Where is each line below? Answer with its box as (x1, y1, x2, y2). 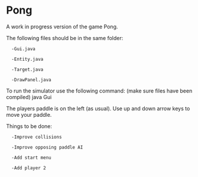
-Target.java (11, 66, 44, 73)
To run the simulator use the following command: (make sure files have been (6, 87, 193, 94)
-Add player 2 (11, 165, 46, 171)
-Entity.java (11, 56, 44, 62)
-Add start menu (11, 155, 51, 160)
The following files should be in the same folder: (6, 34, 124, 41)
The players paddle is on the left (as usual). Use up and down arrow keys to (6, 104, 190, 112)
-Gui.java (11, 45, 35, 52)
